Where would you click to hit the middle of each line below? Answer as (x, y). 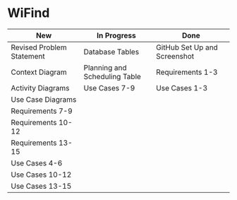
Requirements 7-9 (42, 111)
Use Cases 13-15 (41, 186)
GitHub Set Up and (187, 47)
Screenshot (175, 56)
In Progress (116, 35)
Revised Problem (39, 47)
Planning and (105, 67)
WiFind (29, 13)
